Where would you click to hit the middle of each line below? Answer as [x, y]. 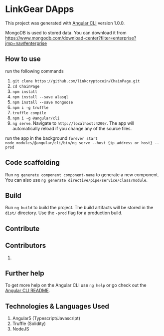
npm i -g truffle [30, 108]
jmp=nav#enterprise [26, 43]
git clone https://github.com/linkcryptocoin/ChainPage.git [76, 81]
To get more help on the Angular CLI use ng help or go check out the [76, 285]
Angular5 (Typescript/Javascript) [46, 319]
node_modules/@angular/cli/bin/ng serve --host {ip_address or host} [79, 143]
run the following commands [34, 71]
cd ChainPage [26, 86]
